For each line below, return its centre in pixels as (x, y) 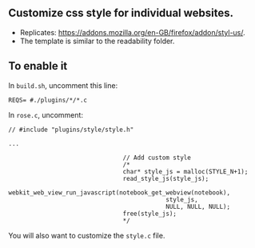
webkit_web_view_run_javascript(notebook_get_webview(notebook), (119, 192)
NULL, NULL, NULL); (198, 206)
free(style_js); (150, 214)
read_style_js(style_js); (166, 178)
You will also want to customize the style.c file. (87, 235)
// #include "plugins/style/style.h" (71, 130)
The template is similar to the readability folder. (97, 41)
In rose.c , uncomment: (46, 114)
